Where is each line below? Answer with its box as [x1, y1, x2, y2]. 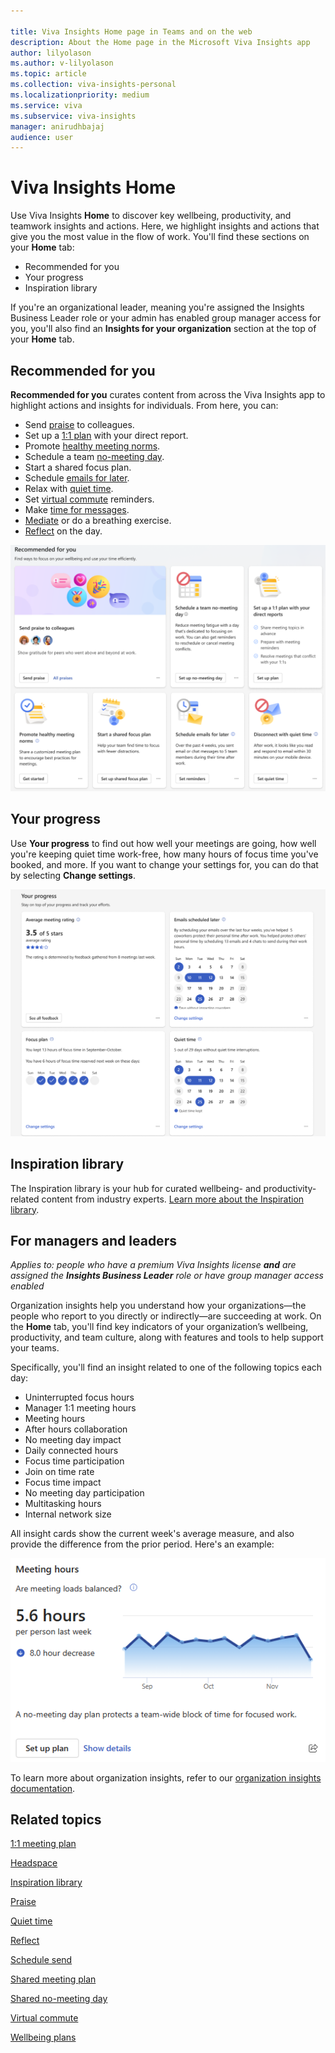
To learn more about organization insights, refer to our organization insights [10, 1771, 322, 1784]
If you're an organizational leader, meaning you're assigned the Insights [10, 301, 305, 314]
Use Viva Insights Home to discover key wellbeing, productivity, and [10, 210, 292, 222]
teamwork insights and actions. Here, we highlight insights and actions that [10, 220, 320, 232]
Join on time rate [24, 1466, 95, 1478]
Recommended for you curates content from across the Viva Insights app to [10, 389, 326, 400]
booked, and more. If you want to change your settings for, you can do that [10, 858, 319, 870]
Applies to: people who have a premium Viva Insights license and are [10, 1259, 297, 1271]
